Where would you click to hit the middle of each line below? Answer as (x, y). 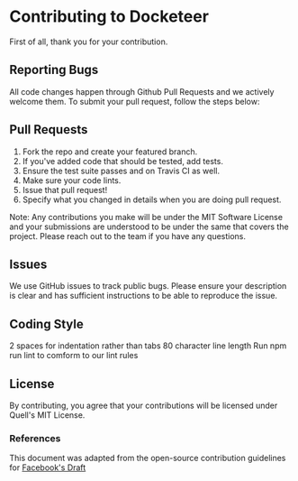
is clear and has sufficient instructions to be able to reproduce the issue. (143, 296)
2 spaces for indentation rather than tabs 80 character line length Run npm (148, 346)
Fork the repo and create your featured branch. (110, 152)
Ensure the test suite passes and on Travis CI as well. (121, 171)
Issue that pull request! (65, 190)
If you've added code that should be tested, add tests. (122, 161)
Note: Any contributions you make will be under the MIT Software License (146, 217)
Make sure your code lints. (72, 180)
